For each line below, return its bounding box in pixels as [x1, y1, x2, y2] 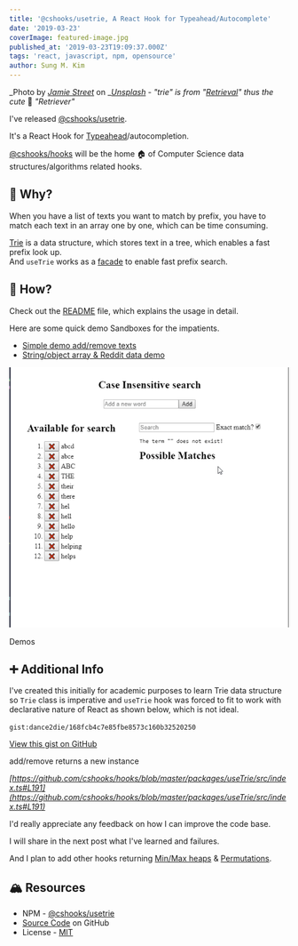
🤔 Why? [9, 187, 53, 202]
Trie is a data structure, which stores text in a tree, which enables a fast [9, 236, 271, 248]
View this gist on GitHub [9, 739, 98, 750]
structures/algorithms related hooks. [9, 161, 143, 172]
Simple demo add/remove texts [21, 340, 137, 350]
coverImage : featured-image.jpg [9, 33, 129, 42]
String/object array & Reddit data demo [21, 349, 166, 360]
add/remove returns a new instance [9, 756, 139, 766]
